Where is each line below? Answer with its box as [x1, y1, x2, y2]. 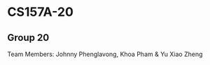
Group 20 [7, 32, 50, 44]
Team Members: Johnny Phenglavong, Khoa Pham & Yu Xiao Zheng [7, 50, 203, 58]
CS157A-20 [7, 4, 73, 20]
